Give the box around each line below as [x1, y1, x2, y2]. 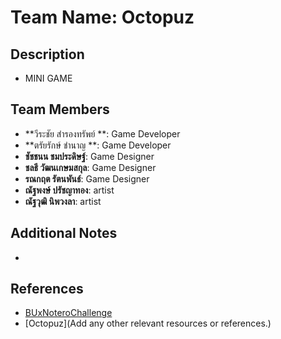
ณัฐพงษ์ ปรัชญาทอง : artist [24, 184, 115, 196]
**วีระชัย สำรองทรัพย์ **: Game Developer [24, 127, 181, 140]
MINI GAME [24, 72, 73, 84]
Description [10, 46, 85, 63]
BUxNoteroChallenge [24, 307, 113, 319]
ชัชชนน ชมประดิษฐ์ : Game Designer [24, 150, 155, 162]
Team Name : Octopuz [10, 6, 195, 29]
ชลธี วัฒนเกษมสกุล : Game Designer [24, 161, 157, 173]
